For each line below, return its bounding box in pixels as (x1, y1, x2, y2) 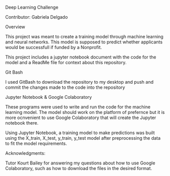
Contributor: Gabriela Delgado (5, 14, 68, 20)
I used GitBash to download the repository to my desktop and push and (5, 79, 154, 85)
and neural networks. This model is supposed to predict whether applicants (5, 39, 163, 45)
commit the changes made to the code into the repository (5, 84, 125, 90)
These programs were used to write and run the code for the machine (5, 104, 151, 110)
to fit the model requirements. (5, 141, 67, 146)
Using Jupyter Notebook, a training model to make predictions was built (5, 130, 155, 136)
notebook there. (5, 120, 39, 126)
